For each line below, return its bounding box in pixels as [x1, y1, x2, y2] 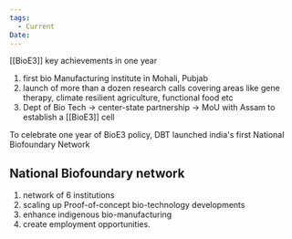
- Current [17, 22, 55, 31]
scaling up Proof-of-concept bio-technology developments [22, 200, 245, 211]
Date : [9, 30, 30, 39]
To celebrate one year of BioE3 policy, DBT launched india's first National [9, 130, 285, 140]
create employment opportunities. [22, 219, 151, 230]
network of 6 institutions [22, 190, 115, 201]
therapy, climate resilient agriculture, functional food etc [22, 92, 235, 103]
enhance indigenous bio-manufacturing [22, 209, 172, 220]
